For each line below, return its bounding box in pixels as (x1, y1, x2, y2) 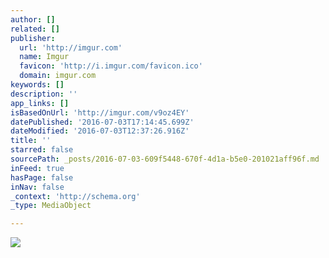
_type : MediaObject (10, 201, 92, 211)
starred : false (10, 145, 74, 155)
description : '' (10, 89, 78, 99)
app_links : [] (10, 98, 70, 108)
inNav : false (10, 182, 65, 192)
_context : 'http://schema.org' (10, 191, 141, 201)
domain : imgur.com (19, 71, 97, 81)
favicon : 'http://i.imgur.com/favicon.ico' (19, 61, 203, 71)
